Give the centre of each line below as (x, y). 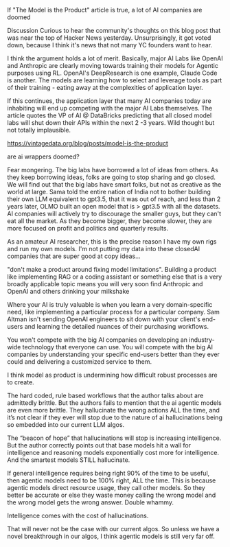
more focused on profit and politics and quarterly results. (88, 228)
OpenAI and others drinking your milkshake (68, 291)
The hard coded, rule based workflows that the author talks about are (105, 395)
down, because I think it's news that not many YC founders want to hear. (110, 45)
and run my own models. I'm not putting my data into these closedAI (104, 249)
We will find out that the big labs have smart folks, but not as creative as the (114, 184)
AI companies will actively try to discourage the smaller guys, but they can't (114, 213)
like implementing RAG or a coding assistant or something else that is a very (115, 277)
